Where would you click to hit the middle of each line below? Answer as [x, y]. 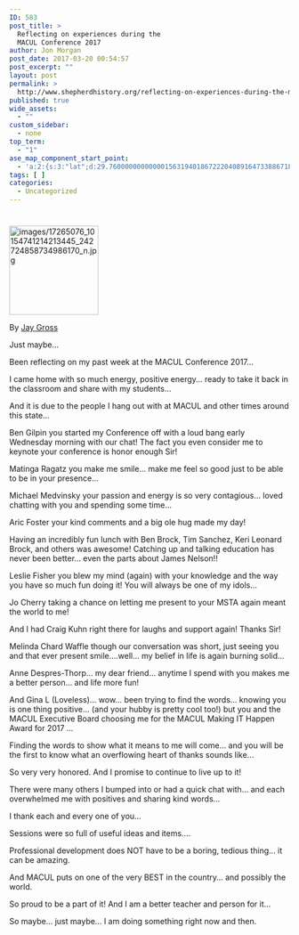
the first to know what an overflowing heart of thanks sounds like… [132, 755]
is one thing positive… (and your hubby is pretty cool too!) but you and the [145, 710]
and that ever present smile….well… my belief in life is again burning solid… [147, 656]
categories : [31, 183]
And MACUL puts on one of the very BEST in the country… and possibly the [148, 877]
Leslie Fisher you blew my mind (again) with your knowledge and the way [144, 576]
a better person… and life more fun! [74, 683]
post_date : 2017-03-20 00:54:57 [69, 59]
